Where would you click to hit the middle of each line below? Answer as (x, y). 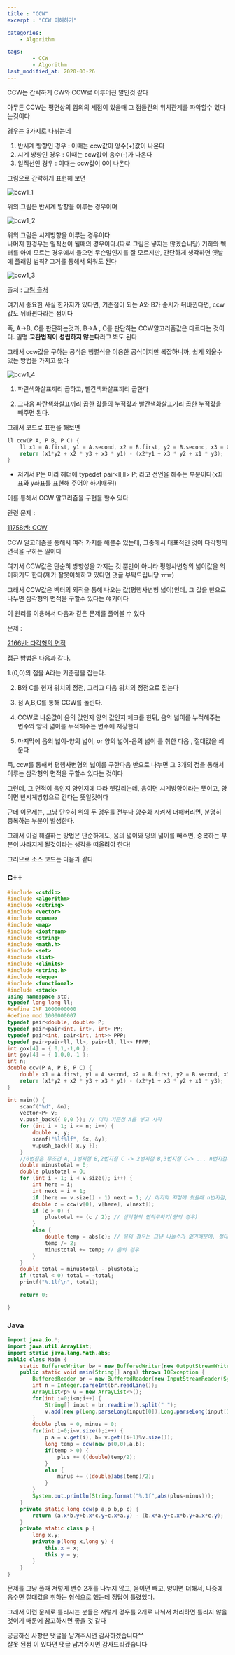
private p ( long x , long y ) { (73, 1542)
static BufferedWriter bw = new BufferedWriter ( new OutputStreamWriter (126, 1366)
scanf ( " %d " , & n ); (45, 1106)
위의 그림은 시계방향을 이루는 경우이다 (59, 234)
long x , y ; (47, 1535)
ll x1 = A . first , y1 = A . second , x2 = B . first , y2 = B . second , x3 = (122, 447)
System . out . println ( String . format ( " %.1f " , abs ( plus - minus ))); (123, 1496)
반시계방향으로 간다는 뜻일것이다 (64, 797)
